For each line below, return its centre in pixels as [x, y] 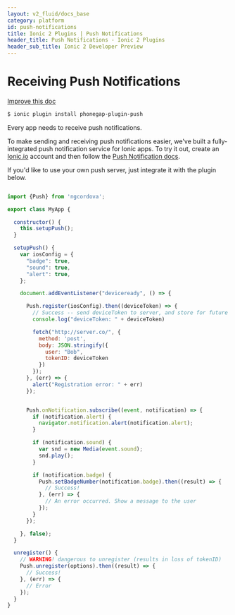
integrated [22, 148]
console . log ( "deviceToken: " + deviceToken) [99, 320]
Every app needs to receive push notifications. [75, 127]
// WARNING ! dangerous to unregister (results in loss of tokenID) [121, 560]
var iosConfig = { [47, 255]
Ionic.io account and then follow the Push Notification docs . [94, 156]
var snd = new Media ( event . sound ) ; [90, 449]
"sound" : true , [48, 268]
